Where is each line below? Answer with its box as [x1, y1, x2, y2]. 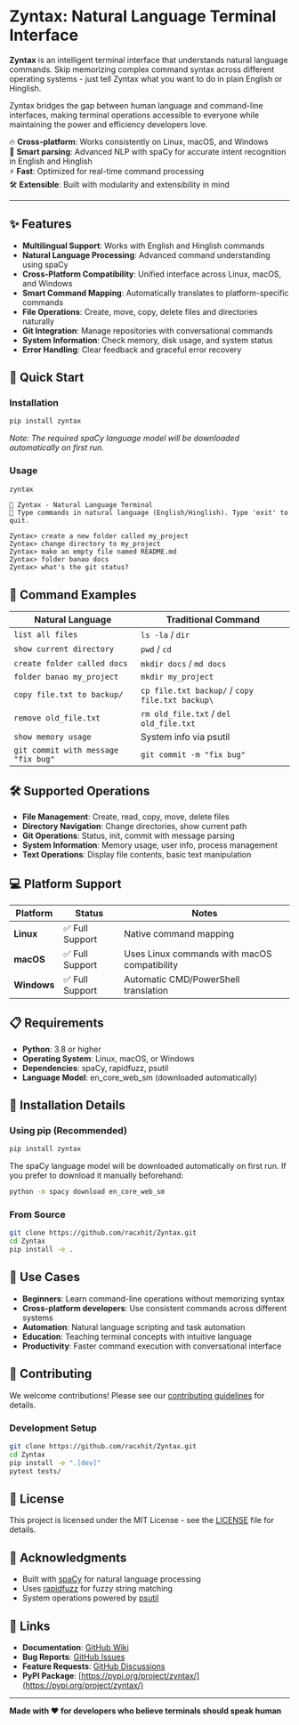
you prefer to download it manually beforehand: [9, 1170, 184, 1181]
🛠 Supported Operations [9, 783, 150, 798]
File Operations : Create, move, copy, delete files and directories [21, 306, 258, 317]
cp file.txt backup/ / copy [141, 684, 254, 697]
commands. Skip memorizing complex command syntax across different [9, 64, 275, 75]
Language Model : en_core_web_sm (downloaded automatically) [21, 1072, 258, 1083]
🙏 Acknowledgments [9, 1550, 127, 1565]
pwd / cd [141, 643, 172, 656]
